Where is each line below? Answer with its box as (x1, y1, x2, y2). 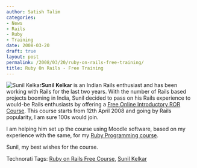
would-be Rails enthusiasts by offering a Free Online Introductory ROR (6, 101, 181, 108)
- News (6, 20, 23, 26)
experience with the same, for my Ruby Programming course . (6, 132, 158, 139)
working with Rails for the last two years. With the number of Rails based (6, 88, 187, 95)
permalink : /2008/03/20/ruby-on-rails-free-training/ (6, 59, 145, 65)
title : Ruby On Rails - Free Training (6, 65, 104, 71)
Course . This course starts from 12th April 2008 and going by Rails (6, 107, 172, 115)
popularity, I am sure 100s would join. (6, 114, 99, 121)
